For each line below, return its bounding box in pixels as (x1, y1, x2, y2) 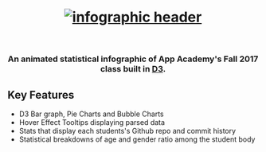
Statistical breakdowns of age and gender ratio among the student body (18, 134, 256, 144)
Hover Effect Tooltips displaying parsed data (18, 117, 165, 127)
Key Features (7, 88, 75, 102)
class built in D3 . (100, 64, 166, 75)
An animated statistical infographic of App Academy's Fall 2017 (7, 53, 259, 64)
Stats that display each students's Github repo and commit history (18, 126, 237, 135)
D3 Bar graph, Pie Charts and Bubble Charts (18, 109, 164, 119)
